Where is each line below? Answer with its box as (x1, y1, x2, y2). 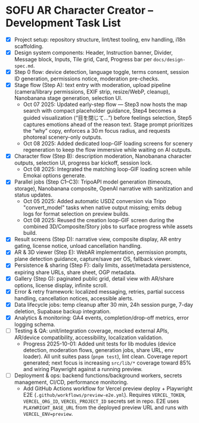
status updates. (14, 191, 53, 198)
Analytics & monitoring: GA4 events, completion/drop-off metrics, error (14, 314, 189, 321)
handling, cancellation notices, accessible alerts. (14, 294, 134, 301)
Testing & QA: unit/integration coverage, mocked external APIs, (14, 327, 169, 334)
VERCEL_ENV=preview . (23, 410, 73, 417)
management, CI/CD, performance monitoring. (14, 378, 129, 385)
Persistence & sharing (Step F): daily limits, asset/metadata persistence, (14, 262, 191, 269)
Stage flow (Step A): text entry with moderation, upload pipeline (14, 82, 171, 89)
